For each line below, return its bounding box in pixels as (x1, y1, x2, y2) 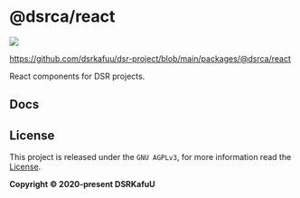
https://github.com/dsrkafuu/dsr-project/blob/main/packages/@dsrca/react (9, 52, 291, 64)
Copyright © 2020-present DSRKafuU (9, 179, 155, 190)
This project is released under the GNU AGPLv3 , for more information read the (9, 152, 292, 163)
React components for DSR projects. (9, 71, 145, 81)
